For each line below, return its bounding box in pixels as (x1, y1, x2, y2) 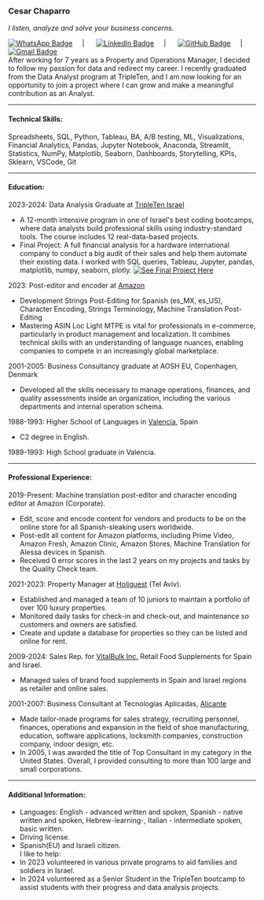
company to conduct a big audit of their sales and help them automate (19, 248, 247, 257)
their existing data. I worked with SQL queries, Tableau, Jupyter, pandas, (19, 257, 255, 266)
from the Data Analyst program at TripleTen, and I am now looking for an (8, 72, 242, 82)
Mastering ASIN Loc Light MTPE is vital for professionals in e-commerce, (19, 320, 256, 330)
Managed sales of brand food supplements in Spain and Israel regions (19, 675, 247, 684)
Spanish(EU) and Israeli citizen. (19, 841, 121, 850)
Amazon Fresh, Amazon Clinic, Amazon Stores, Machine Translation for (19, 539, 251, 548)
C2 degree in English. (19, 431, 90, 442)
